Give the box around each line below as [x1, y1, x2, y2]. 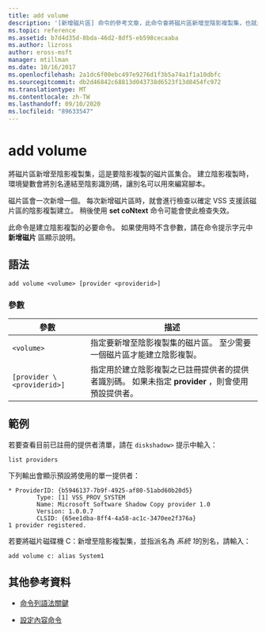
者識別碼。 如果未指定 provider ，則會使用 [89, 376, 249, 387]
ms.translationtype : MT [8, 85, 87, 94]
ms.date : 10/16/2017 [8, 64, 77, 71]
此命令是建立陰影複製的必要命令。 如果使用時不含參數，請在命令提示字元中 [8, 222, 253, 232]
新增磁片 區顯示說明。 [8, 232, 80, 242]
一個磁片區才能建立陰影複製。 [89, 349, 202, 360]
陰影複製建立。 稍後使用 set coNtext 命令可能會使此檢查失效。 [28, 206, 234, 215]
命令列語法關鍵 [19, 598, 69, 607]
